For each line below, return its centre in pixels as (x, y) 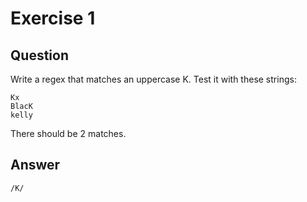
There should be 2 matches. (68, 133)
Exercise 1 (53, 18)
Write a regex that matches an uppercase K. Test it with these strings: (153, 79)
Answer (35, 165)
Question (39, 55)
